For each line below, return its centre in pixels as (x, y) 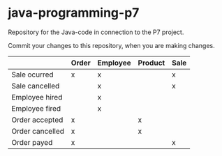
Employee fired (36, 108)
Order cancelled (38, 131)
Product (151, 63)
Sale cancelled (36, 86)
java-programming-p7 (74, 13)
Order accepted (37, 120)
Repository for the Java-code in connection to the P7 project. (96, 32)
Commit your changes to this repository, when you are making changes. (111, 45)
